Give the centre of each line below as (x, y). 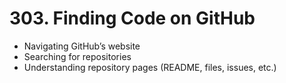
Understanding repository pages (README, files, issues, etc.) (150, 67)
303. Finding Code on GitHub (132, 18)
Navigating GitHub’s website (82, 46)
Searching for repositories (77, 56)
